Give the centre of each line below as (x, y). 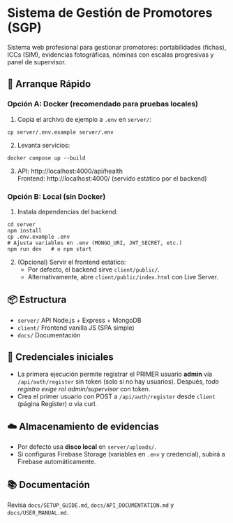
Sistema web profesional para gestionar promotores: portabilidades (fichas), (117, 47)
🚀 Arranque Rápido (49, 84)
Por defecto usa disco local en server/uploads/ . (87, 447)
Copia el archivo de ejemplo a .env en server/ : (84, 119)
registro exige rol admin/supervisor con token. (84, 389)
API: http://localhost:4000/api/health (70, 171)
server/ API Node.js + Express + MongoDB (79, 320)
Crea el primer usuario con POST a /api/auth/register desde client (116, 396)
